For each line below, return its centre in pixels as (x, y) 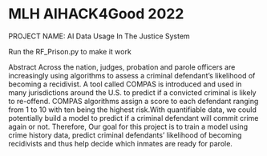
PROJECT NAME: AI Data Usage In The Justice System (99, 36)
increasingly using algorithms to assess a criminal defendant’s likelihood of (132, 75)
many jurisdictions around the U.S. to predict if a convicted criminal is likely (132, 92)
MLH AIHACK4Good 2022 (96, 14)
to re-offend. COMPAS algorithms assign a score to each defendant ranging (133, 101)
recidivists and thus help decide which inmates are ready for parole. (120, 143)
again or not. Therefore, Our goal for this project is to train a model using (128, 126)
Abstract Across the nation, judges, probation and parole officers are (122, 67)
